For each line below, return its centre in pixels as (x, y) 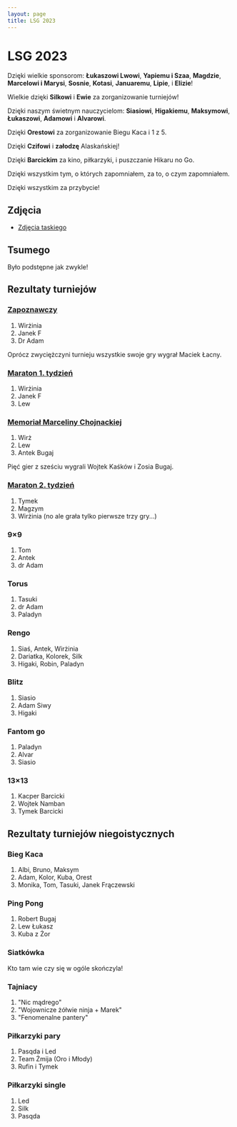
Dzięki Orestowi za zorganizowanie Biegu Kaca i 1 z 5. (87, 132)
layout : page (27, 14)
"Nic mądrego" (40, 1002)
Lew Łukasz (35, 926)
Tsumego (29, 250)
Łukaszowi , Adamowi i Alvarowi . (57, 119)
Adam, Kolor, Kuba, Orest (55, 877)
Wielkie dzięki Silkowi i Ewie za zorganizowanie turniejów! (93, 97)
